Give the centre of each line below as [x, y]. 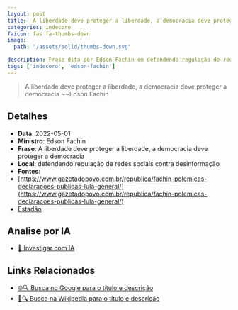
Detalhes [28, 117]
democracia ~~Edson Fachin [67, 94]
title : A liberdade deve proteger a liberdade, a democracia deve [109, 21]
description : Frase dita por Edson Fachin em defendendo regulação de [114, 60]
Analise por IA [39, 231]
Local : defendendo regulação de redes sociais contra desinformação [119, 163]
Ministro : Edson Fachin [52, 141]
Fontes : [29, 171]
